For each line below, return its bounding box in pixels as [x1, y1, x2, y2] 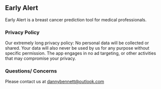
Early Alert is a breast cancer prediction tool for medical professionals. [5, 17, 147, 22]
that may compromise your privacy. [5, 55, 77, 61]
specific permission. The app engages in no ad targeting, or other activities [5, 51, 156, 56]
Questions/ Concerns [5, 68, 57, 74]
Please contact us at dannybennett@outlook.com [5, 79, 104, 85]
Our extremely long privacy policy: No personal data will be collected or [5, 40, 149, 46]
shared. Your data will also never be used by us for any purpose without [5, 45, 150, 51]
